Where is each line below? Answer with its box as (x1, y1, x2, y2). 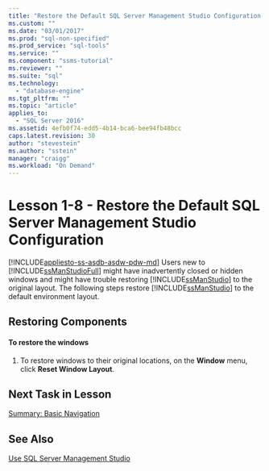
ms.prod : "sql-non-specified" (8, 34, 110, 43)
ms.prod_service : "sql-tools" (8, 42, 110, 50)
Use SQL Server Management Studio (8, 453, 130, 464)
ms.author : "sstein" (8, 147, 78, 155)
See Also (8, 432, 54, 446)
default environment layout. (8, 292, 100, 302)
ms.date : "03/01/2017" (8, 27, 85, 35)
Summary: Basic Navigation (8, 409, 101, 419)
